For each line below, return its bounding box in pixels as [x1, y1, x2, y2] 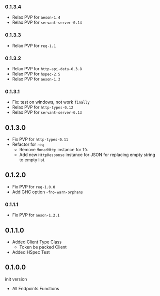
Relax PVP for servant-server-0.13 [12, 109, 82, 115]
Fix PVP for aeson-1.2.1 [12, 212, 60, 218]
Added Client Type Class [12, 239, 62, 245]
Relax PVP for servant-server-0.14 [12, 19, 82, 25]
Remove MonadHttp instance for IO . [19, 147, 88, 152]
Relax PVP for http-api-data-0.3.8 [12, 65, 82, 71]
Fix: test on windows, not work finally [12, 99, 90, 105]
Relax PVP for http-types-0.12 [12, 104, 74, 110]
